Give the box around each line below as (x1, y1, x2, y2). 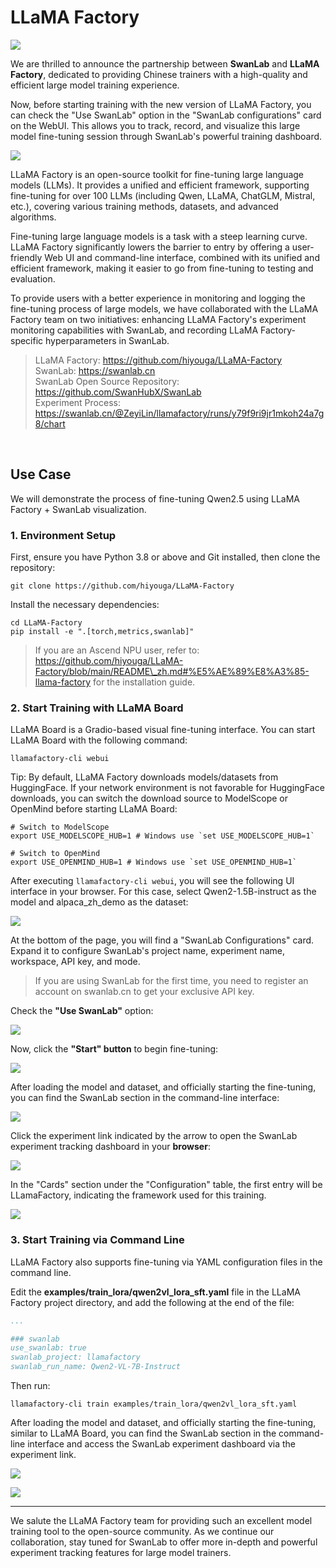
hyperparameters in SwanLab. (45, 334, 170, 346)
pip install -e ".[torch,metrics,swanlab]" (10, 627, 195, 637)
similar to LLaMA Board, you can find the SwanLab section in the (10, 1427, 277, 1440)
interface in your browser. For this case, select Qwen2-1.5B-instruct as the (10, 886, 317, 898)
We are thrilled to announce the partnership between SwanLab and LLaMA (10, 57, 320, 70)
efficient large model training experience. (10, 79, 180, 91)
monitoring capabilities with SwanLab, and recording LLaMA (10, 324, 259, 336)
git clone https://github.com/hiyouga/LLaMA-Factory (10, 581, 235, 591)
